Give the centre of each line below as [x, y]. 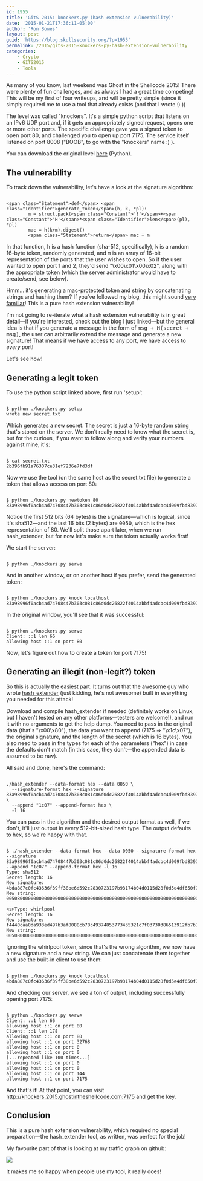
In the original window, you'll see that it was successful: [76, 615]
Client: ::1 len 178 [32, 1031]
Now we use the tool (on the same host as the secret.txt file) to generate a [99, 477]
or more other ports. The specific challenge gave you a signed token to [95, 129]
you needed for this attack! [40, 699]
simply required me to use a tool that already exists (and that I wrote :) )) [96, 105]
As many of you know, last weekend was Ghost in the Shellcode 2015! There [101, 85]
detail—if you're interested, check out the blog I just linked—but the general [100, 322]
